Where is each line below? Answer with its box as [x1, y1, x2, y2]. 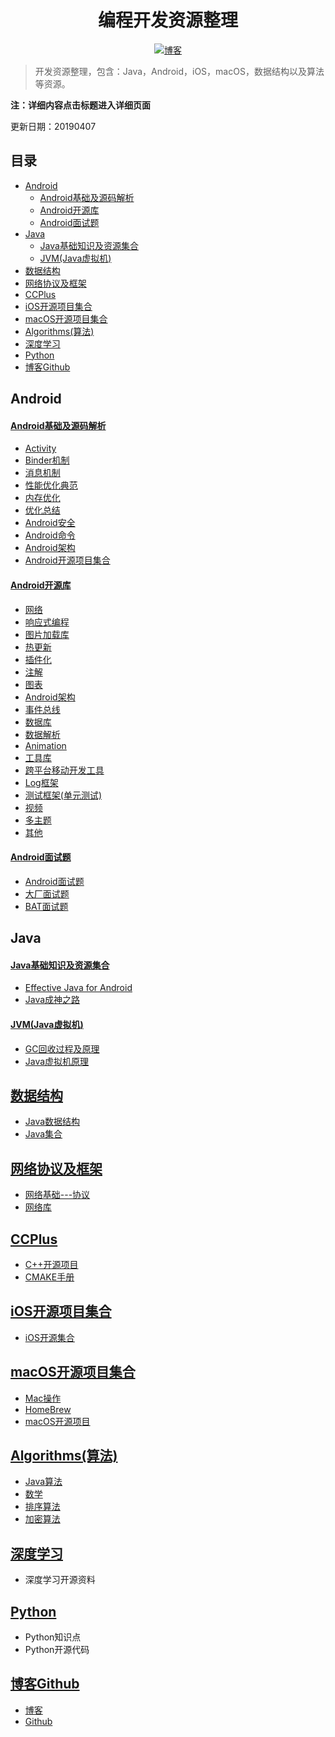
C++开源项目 [24, 1258, 79, 1270]
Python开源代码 [24, 1644, 90, 1656]
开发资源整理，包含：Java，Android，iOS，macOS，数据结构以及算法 [34, 65, 325, 77]
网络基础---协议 [24, 1189, 91, 1201]
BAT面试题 [24, 900, 69, 912]
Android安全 [24, 517, 76, 529]
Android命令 [24, 529, 76, 541]
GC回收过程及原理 [24, 1042, 100, 1055]
